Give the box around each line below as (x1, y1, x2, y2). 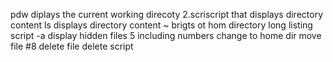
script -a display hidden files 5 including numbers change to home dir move (10, 30, 322, 41)
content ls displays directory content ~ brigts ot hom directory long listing (10, 19, 313, 31)
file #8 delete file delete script (10, 40, 134, 52)
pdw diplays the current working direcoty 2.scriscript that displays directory (10, 9, 323, 20)
